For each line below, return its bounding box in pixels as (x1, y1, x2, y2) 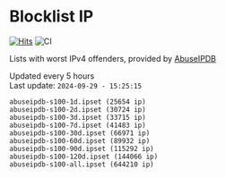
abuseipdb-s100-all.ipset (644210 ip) (9, 159, 154, 169)
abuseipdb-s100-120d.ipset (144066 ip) (9, 152, 159, 161)
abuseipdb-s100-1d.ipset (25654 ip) (9, 97, 146, 106)
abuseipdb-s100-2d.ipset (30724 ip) (9, 105, 146, 114)
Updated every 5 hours (9, 70, 95, 81)
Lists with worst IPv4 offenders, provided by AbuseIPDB (9, 53, 217, 64)
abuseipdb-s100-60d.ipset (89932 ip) (9, 136, 151, 145)
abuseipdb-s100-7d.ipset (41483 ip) (9, 121, 146, 130)
